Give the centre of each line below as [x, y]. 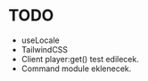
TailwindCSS [45, 49]
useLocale [40, 40]
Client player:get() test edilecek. [80, 59]
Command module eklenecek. [76, 69]
